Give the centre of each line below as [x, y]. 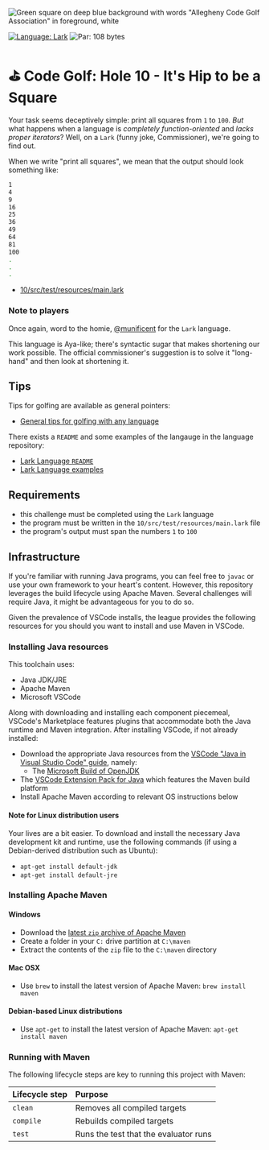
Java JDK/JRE [43, 680]
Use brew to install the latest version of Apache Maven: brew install [133, 986]
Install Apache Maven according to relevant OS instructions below [129, 796]
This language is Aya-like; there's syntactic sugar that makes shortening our [134, 344]
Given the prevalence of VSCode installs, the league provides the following [132, 618]
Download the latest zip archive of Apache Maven [103, 932]
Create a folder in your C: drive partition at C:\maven [105, 941]
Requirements [44, 495]
